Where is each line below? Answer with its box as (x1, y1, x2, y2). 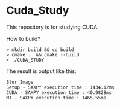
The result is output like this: (6, 67, 77, 75)
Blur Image (6, 79, 34, 85)
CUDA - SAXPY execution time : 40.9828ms (6, 89, 112, 96)
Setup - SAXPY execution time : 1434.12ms (6, 84, 115, 90)
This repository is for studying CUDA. (6, 23, 99, 31)
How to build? (6, 35, 41, 42)
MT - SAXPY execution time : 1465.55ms (6, 95, 107, 101)
